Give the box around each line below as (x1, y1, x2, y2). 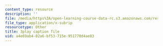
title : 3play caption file (5, 29, 60, 34)
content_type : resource (5, 7, 53, 12)
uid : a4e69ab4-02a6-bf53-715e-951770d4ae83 (5, 34, 95, 39)
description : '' (5, 11, 38, 16)
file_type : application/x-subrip (5, 20, 73, 25)
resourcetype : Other (5, 25, 47, 30)
